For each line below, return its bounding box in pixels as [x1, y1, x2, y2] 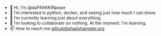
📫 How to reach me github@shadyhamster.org [9, 26, 105, 31]
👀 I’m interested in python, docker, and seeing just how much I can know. [9, 10, 157, 16]
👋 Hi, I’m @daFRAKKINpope [9, 5, 66, 10]
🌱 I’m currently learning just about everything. [9, 15, 102, 20]
